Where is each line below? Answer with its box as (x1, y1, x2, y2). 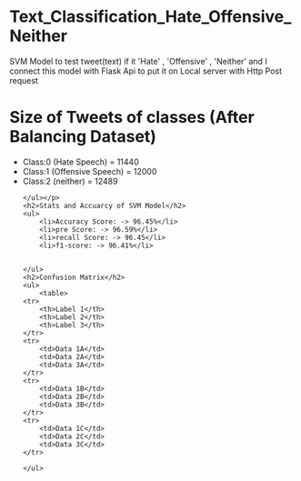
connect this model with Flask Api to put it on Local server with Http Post (9, 65, 283, 76)
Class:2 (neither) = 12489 (22, 175, 118, 186)
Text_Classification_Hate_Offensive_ (9, 6, 292, 27)
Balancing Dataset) (9, 126, 157, 147)
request (9, 75, 39, 85)
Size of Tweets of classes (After (9, 107, 255, 128)
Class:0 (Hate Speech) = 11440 (22, 156, 139, 167)
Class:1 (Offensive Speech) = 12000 (22, 165, 157, 176)
